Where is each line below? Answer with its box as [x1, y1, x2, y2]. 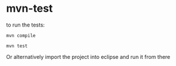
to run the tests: [6, 21, 45, 28]
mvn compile [6, 32, 36, 38]
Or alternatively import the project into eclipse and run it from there [6, 53, 171, 60]
